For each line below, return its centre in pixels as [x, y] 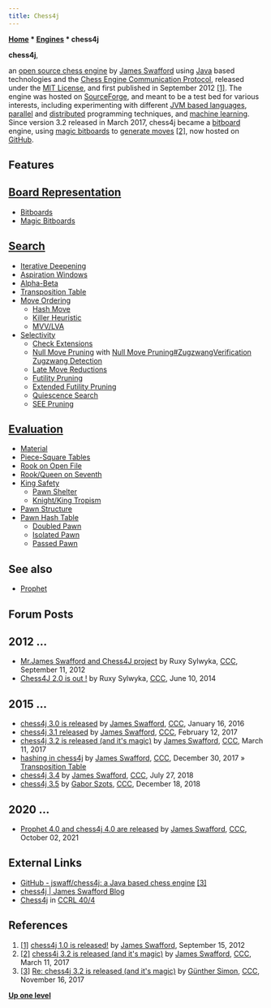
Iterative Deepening [53, 265]
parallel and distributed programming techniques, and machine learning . [129, 114]
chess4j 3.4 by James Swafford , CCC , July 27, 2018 [107, 775]
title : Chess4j [34, 16]
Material [34, 449]
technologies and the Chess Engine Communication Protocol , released [127, 79]
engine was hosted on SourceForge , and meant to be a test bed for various [134, 96]
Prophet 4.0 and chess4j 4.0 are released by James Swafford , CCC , [133, 829]
